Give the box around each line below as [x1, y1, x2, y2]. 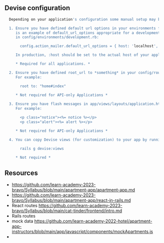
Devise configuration [4, 4, 70, 12]
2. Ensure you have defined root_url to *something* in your [9, 70, 137, 75]
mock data [11, 218, 34, 224]
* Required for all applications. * [15, 61, 91, 67]
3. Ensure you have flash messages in [9, 101, 89, 107]
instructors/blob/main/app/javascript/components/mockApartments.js [11, 229, 153, 234]
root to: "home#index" [20, 83, 67, 89]
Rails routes [11, 213, 36, 219]
